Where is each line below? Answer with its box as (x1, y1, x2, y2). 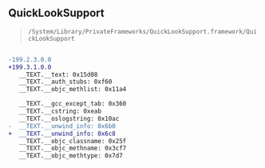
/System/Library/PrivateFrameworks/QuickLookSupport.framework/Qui (27, 27, 257, 35)
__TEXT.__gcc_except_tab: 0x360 (18, 100, 127, 108)
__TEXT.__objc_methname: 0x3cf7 (18, 144, 127, 153)
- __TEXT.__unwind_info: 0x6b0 (8, 122, 116, 130)
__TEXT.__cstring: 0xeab (18, 107, 102, 115)
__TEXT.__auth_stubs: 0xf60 (18, 78, 113, 86)
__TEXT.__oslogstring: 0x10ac (18, 114, 120, 122)
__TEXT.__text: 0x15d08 (18, 70, 98, 78)
